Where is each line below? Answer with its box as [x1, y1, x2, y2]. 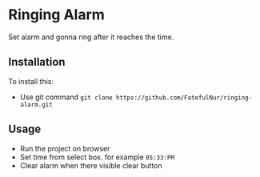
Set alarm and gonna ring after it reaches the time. [8, 32, 174, 42]
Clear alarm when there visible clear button [19, 160, 162, 170]
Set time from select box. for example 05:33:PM [19, 152, 174, 162]
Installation [8, 55, 66, 69]
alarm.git [19, 100, 54, 109]
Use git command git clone [19, 92, 114, 102]
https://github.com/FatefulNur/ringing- [115, 94, 253, 102]
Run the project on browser [19, 143, 110, 153]
